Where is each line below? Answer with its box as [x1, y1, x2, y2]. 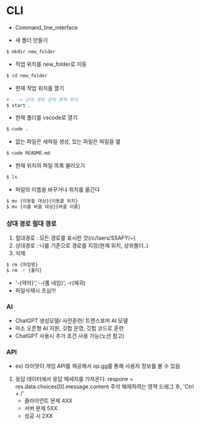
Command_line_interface [15, 24, 78, 31]
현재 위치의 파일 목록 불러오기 [15, 162, 85, 170]
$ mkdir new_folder [6, 48, 56, 55]
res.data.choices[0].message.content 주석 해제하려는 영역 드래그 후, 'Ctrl [15, 383, 195, 390]
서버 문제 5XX [24, 405, 58, 412]
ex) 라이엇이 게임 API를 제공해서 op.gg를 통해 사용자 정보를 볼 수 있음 [15, 362, 181, 370]
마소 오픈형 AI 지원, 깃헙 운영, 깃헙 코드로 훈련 [15, 324, 124, 332]
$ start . [6, 102, 32, 109]
